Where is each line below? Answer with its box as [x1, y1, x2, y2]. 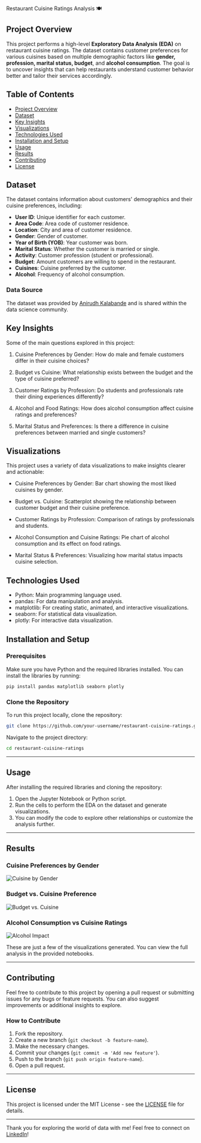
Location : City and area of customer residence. [14, 226, 132, 233]
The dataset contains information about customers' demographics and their [6, 196, 193, 203]
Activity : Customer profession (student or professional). [14, 252, 154, 259]
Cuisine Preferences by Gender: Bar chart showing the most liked [14, 480, 176, 487]
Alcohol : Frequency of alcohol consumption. [14, 271, 125, 278]
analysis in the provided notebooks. [6, 950, 94, 957]
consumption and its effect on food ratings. [14, 540, 121, 548]
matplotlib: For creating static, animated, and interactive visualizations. [14, 604, 189, 612]
